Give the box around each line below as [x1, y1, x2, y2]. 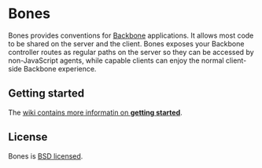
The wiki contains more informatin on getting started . [8, 108, 183, 117]
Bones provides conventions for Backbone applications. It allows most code [8, 31, 254, 40]
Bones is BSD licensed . [8, 151, 83, 161]
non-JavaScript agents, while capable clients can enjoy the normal [8, 56, 224, 65]
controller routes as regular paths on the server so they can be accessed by [8, 47, 254, 57]
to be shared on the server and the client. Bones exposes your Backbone [8, 38, 245, 48]
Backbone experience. [23, 64, 97, 73]
